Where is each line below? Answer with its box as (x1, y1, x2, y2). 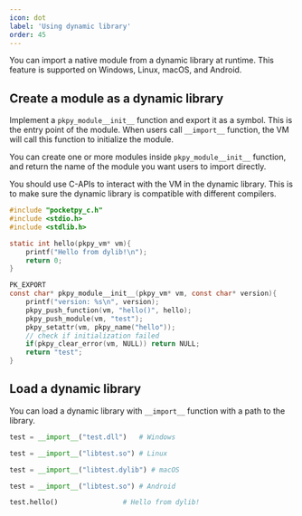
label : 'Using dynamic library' (9, 22, 131, 31)
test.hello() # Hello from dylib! (9, 498, 201, 507)
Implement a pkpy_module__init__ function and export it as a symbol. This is (9, 115, 293, 126)
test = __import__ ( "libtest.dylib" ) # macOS (9, 465, 180, 474)
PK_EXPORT (9, 281, 47, 290)
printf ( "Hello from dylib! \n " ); (25, 247, 147, 256)
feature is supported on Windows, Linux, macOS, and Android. (9, 64, 242, 75)
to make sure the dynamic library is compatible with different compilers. (9, 188, 278, 199)
